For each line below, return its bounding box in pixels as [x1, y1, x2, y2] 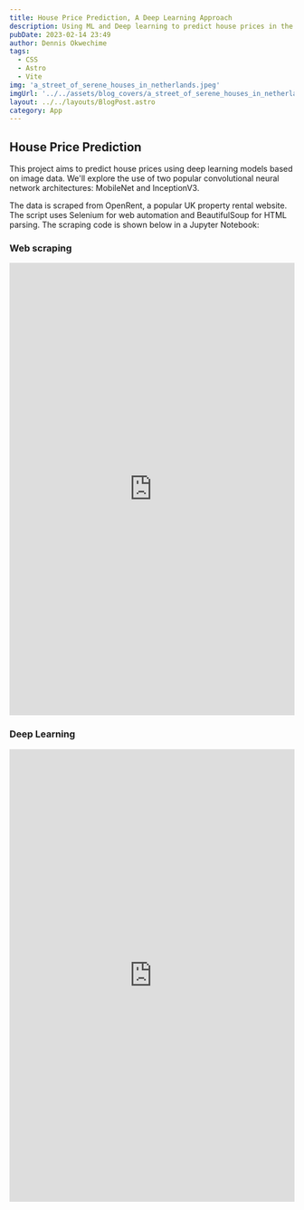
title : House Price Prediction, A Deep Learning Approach [9, 13, 233, 23]
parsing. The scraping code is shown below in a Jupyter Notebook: [9, 219, 260, 231]
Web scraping [9, 242, 72, 254]
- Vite [17, 72, 43, 81]
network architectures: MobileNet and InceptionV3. [9, 183, 200, 194]
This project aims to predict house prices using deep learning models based [9, 164, 293, 175]
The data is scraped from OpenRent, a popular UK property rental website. [9, 200, 288, 211]
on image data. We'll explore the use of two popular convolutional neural [9, 173, 280, 184]
